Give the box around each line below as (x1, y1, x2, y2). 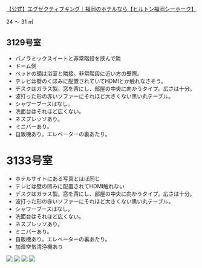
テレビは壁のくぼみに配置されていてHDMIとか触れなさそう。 (15, 77, 167, 85)
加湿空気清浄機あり (15, 243, 64, 250)
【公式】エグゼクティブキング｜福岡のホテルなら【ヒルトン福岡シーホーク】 (6, 5, 197, 12)
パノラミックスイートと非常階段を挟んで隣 (15, 54, 121, 62)
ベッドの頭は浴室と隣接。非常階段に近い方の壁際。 (15, 70, 143, 77)
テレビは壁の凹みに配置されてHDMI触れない (15, 182, 125, 189)
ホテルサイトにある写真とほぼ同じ (15, 175, 100, 182)
